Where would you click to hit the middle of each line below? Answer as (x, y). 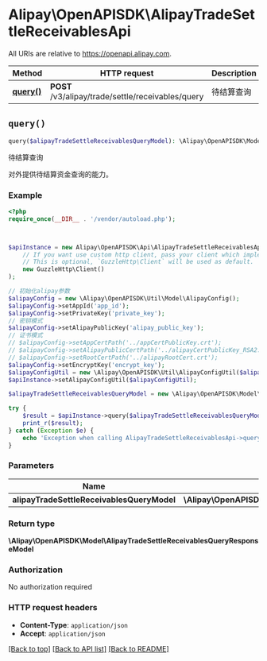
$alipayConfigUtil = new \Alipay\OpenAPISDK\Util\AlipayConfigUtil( (124, 372)
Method (27, 73)
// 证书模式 (26, 335)
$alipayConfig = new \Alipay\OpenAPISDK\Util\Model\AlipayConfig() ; (124, 298)
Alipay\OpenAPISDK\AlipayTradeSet (132, 15)
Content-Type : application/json (74, 624)
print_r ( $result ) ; (53, 423)
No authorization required (50, 587)
